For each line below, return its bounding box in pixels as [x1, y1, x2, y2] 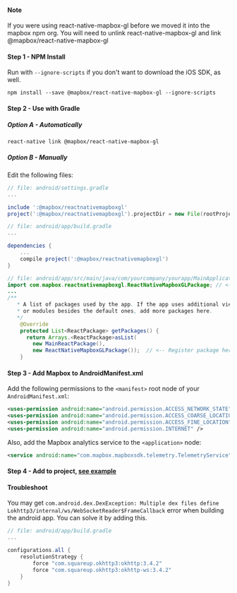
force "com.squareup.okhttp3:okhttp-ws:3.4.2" [32, 566, 172, 573]
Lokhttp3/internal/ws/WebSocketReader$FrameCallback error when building [7, 506, 224, 515]
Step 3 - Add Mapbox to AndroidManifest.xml [7, 369, 143, 377]
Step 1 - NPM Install [7, 52, 66, 61]
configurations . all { [7, 547, 71, 554]
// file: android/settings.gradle [7, 184, 109, 191]
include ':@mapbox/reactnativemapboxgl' [7, 203, 128, 211]
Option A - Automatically [7, 120, 83, 128]
